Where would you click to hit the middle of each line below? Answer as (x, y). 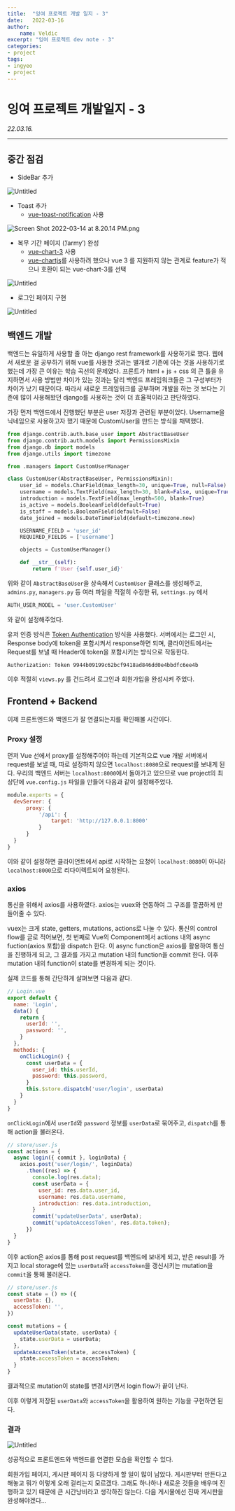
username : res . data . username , (83, 1197)
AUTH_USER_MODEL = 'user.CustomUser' (62, 605)
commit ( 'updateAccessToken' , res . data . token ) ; (101, 1223)
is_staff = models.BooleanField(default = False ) (90, 512)
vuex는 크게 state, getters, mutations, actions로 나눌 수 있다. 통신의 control (112, 929)
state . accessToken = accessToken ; (70, 1358)
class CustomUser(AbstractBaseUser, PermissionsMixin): (90, 479)
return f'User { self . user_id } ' (78, 569)
